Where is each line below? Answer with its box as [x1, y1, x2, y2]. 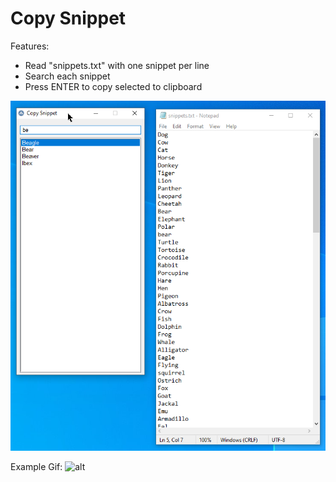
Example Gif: [10, 460, 63, 472]
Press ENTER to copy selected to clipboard [24, 80, 203, 92]
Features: [10, 40, 50, 52]
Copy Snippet [10, 7, 127, 30]
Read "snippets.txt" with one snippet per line [24, 59, 210, 71]
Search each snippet [24, 70, 111, 82]
